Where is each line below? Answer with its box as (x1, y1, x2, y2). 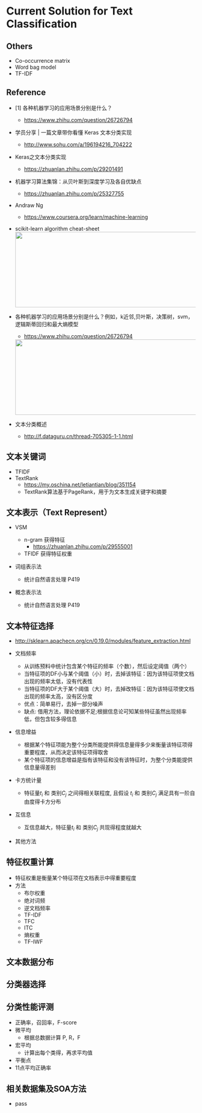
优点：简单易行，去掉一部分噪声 (23, 701, 103, 708)
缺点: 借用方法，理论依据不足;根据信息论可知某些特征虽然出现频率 (23, 708, 187, 715)
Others (6, 41, 33, 51)
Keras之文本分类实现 (14, 153, 67, 161)
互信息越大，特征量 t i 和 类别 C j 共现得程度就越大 (23, 824, 142, 832)
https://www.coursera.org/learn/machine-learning (23, 213, 148, 220)
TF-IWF (23, 938, 43, 945)
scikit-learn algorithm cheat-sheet (14, 225, 100, 232)
